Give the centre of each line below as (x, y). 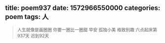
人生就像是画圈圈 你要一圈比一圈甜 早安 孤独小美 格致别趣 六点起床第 (87, 29)
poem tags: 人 (27, 17)
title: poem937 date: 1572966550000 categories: (83, 8)
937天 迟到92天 (33, 36)
